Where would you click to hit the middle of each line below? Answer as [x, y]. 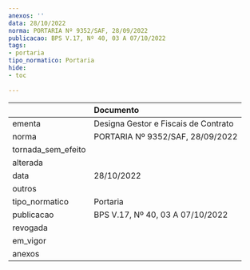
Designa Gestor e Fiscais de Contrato [164, 123]
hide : [17, 68]
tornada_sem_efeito [49, 149]
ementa [27, 123]
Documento [117, 110]
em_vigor [29, 240]
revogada [30, 228]
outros [25, 188]
